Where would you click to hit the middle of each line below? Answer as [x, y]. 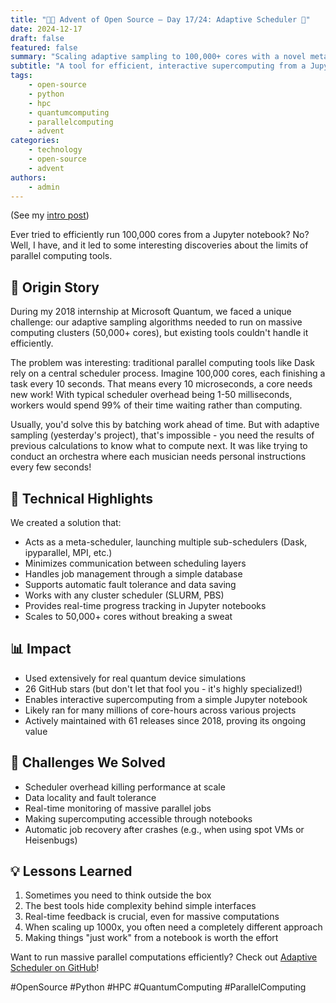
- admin [44, 187]
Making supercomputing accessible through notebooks [138, 818]
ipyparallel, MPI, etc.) [68, 552]
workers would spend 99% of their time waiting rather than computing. [156, 405]
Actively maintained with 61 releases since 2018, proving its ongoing [165, 720]
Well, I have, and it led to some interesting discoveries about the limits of [159, 245]
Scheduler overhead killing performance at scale [125, 787]
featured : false [44, 47]
